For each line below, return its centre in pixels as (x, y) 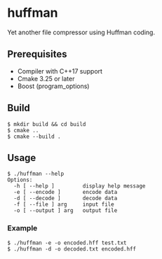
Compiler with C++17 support (60, 71)
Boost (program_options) (53, 86)
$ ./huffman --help (36, 174)
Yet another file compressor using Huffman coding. (81, 32)
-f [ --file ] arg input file (64, 204)
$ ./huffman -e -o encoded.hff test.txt (67, 243)
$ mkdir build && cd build (47, 124)
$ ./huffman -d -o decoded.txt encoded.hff (72, 249)
